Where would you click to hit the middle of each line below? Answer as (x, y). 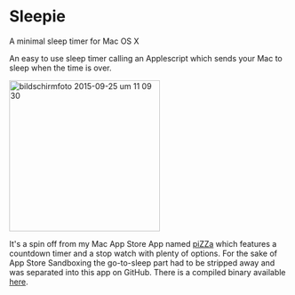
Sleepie (38, 16)
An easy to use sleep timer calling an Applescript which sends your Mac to (146, 58)
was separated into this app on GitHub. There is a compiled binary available (147, 272)
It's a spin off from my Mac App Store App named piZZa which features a (143, 243)
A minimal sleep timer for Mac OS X (74, 41)
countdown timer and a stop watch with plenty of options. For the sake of (144, 253)
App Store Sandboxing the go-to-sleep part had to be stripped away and (142, 262)
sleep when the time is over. (61, 68)
